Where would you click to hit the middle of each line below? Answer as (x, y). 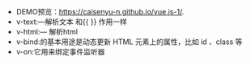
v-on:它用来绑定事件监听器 (60, 52)
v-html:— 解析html (47, 32)
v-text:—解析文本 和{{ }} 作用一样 (72, 22)
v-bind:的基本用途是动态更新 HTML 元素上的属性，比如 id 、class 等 (129, 42)
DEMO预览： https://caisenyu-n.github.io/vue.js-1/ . (100, 12)
